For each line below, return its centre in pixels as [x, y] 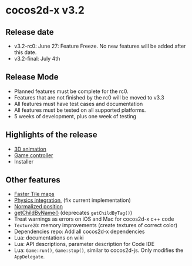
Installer [23, 161]
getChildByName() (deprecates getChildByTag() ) [73, 213]
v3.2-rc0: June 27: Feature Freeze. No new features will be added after [100, 46]
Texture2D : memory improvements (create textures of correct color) [96, 225]
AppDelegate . [29, 257]
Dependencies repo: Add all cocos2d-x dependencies [79, 232]
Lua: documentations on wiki [49, 238]
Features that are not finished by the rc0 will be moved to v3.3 [89, 97]
